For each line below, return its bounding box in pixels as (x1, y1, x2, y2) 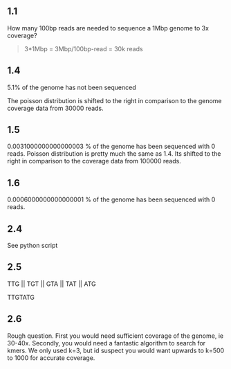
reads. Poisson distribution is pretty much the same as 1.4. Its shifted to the (7, 150, 221, 158)
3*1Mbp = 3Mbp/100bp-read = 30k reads (24, 44, 143, 53)
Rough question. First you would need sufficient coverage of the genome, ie (7, 332, 223, 340)
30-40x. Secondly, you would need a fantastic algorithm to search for (7, 339, 206, 347)
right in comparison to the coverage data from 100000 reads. (7, 157, 181, 165)
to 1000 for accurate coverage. (7, 353, 95, 362)
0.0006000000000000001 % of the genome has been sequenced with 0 (7, 195, 216, 204)
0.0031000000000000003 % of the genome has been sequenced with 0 (7, 142, 216, 151)
